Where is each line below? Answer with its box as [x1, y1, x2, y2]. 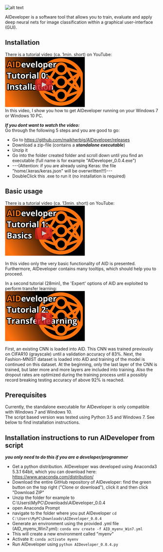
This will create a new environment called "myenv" [12, 531, 114, 537]
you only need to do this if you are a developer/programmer [5, 454, 128, 460]
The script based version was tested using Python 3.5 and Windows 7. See [5, 414, 155, 420]
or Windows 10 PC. [5, 113, 43, 118]
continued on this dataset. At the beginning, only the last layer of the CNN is [5, 361, 157, 367]
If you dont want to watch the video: [5, 122, 80, 128]
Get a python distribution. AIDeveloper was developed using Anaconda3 [12, 464, 157, 470]
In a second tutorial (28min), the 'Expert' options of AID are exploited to [5, 280, 148, 286]
